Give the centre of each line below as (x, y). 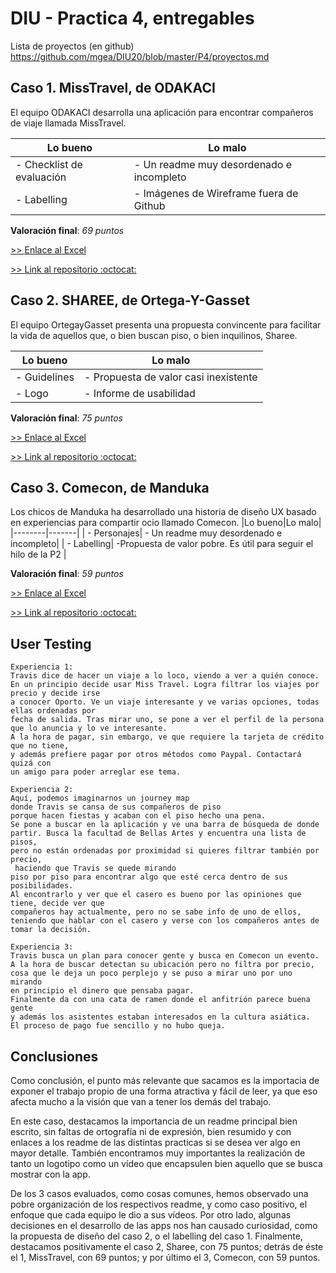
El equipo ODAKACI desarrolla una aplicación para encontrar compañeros (162, 112)
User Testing (51, 643)
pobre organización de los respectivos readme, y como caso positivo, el (159, 1204)
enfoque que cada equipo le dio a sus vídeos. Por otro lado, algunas (151, 1215)
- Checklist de (49, 164)
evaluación (41, 177)
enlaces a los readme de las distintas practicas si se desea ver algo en (155, 1142)
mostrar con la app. (50, 1174)
